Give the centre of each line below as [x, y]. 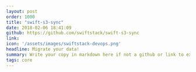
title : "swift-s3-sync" [35, 22]
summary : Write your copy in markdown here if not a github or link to [95, 55]
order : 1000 [20, 17]
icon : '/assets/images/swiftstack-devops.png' [64, 44]
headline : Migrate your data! [43, 49]
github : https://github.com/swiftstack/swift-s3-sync [73, 33]
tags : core [19, 60]
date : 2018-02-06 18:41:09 [39, 28]
